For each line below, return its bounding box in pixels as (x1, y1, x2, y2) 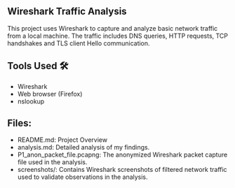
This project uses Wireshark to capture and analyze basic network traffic (7, 24, 218, 32)
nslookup (17, 97, 45, 106)
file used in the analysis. (17, 158, 88, 166)
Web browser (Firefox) (17, 89, 83, 98)
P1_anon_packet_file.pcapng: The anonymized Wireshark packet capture (17, 150, 228, 159)
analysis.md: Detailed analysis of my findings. (17, 143, 150, 152)
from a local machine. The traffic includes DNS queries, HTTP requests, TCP (7, 31, 229, 40)
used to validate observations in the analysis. (17, 173, 149, 181)
